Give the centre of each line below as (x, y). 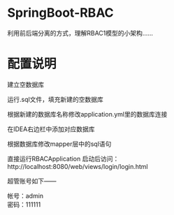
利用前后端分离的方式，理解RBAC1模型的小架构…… (80, 33)
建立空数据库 (26, 84)
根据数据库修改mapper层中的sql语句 (59, 144)
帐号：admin (26, 195)
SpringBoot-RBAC (60, 13)
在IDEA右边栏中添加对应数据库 (51, 129)
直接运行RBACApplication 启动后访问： (63, 158)
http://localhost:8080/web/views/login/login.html (78, 166)
